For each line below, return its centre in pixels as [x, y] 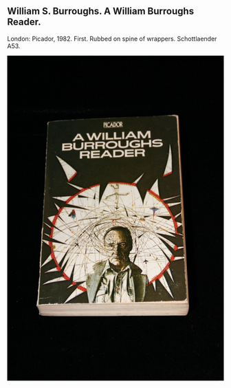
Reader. [24, 22]
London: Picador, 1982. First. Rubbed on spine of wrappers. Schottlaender [112, 39]
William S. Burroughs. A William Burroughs [101, 11]
